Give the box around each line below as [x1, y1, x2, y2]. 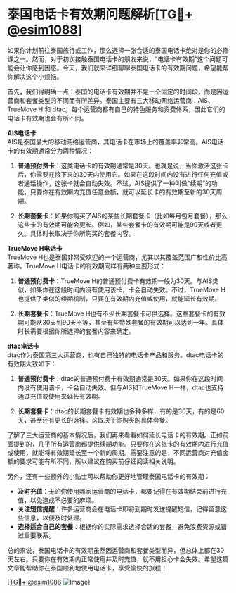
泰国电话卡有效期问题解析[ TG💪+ [7, 6, 193, 23]
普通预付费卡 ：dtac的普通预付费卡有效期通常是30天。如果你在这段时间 [17, 374, 223, 382]
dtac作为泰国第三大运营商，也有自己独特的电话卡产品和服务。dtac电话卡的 [7, 350, 224, 359]
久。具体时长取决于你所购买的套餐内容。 [17, 229, 135, 237]
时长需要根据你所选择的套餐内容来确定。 [17, 327, 135, 335]
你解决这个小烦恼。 [7, 72, 63, 81]
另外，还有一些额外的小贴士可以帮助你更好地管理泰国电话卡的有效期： [7, 472, 211, 480]
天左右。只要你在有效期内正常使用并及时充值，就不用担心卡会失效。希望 [7, 554, 216, 563]
